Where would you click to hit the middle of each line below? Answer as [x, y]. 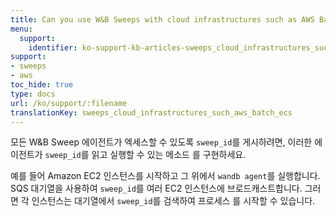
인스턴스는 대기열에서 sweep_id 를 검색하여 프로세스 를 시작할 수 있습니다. [173, 201]
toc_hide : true [42, 85]
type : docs [33, 94]
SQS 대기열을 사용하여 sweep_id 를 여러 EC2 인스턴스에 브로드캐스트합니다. [156, 188]
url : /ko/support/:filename [69, 103]
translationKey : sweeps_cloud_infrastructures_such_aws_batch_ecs [151, 112]
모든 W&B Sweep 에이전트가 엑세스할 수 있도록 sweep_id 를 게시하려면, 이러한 [161, 142]
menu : [21, 29]
